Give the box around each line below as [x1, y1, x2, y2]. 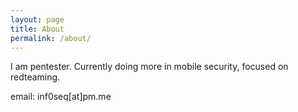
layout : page [10, 14, 65, 25]
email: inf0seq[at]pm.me [10, 91, 112, 103]
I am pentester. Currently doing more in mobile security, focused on [10, 61, 289, 73]
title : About [10, 24, 65, 34]
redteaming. [10, 71, 61, 83]
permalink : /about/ [10, 33, 92, 43]
